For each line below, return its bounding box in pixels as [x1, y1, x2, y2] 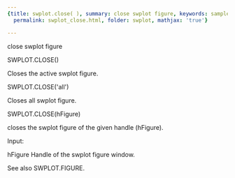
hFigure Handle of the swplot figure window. [7, 150, 135, 158]
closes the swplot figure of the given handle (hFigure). [7, 123, 164, 131]
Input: [7, 137, 24, 145]
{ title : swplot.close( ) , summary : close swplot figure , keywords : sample [7, 10, 230, 17]
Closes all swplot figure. [7, 96, 77, 105]
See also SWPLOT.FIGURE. [7, 163, 85, 172]
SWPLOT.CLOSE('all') [7, 82, 69, 91]
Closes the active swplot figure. [7, 69, 99, 77]
